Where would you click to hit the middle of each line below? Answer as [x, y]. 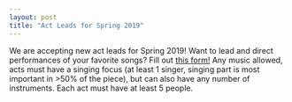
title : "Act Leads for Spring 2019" [77, 25]
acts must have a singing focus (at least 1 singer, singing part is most [134, 69]
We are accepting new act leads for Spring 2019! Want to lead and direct [142, 50]
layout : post [33, 17]
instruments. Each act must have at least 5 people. [101, 88]
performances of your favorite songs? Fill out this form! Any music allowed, [146, 60]
